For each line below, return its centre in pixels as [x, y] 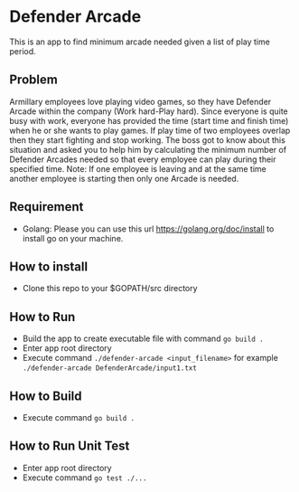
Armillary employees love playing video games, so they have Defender [140, 101]
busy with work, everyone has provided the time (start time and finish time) [149, 120]
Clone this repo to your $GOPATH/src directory [110, 289]
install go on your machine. [73, 238]
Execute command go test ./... [84, 478]
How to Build [46, 396]
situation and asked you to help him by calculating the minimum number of [148, 149]
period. [23, 51]
